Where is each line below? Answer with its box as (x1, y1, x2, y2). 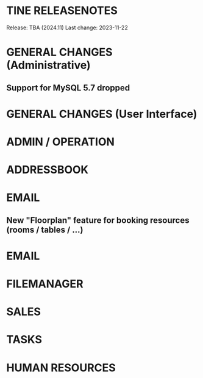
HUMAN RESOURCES (6, 361, 116, 374)
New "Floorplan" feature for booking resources (6, 215, 190, 225)
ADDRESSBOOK (6, 163, 89, 177)
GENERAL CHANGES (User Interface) (6, 107, 198, 121)
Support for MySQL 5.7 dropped (6, 82, 130, 93)
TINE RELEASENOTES (6, 4, 118, 18)
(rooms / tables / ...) (6, 224, 84, 235)
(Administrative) (6, 59, 91, 72)
